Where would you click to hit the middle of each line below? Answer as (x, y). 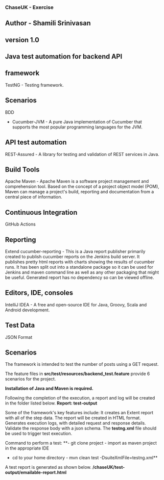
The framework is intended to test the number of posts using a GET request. (82, 364)
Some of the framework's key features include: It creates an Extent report (79, 413)
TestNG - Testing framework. (34, 85)
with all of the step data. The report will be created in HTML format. (73, 418)
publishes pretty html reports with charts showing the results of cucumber (80, 262)
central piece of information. (34, 197)
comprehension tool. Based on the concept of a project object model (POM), (82, 187)
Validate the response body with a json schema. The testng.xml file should (81, 429)
